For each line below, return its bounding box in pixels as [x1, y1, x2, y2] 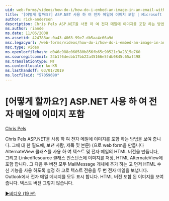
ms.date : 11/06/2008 [5, 31, 49, 36]
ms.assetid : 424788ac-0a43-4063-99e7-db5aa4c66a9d [5, 36, 114, 41]
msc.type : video [5, 45, 39, 50]
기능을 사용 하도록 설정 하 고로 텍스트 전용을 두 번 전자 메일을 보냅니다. [10, 167, 148, 173]
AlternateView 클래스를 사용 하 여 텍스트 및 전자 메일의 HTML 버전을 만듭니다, [5, 148, 159, 154]
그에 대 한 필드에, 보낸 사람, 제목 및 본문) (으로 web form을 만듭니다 [12, 142, 144, 148]
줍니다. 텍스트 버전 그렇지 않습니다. [5, 179, 74, 186]
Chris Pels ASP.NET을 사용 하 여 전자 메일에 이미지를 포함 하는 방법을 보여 [5, 136, 152, 142]
